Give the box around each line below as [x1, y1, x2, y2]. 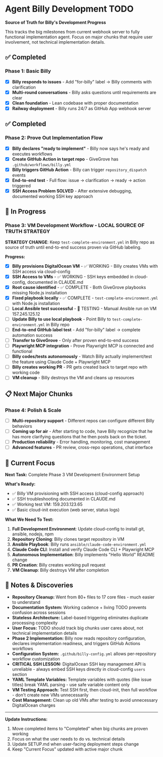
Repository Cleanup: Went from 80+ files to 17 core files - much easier [12, 594, 155, 600]
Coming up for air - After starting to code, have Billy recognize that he [12, 428, 153, 435]
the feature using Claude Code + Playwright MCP [12, 359, 111, 365]
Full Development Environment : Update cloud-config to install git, [12, 526, 145, 532]
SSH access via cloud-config [12, 268, 70, 274]
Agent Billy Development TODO [5, 3, 134, 15]
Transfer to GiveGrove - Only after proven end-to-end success [12, 338, 139, 343]
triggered [12, 183, 31, 189]
